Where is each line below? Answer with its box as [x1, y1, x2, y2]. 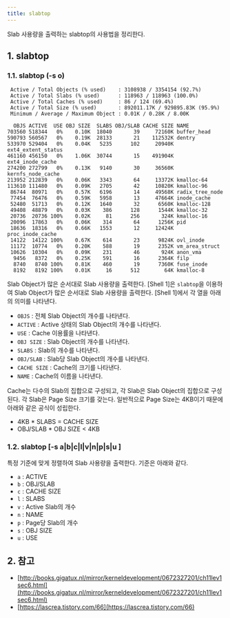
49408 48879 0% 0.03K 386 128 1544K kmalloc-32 [10, 207, 208, 214]
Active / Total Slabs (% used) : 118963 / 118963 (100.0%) [10, 92, 198, 100]
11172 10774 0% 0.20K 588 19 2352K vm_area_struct [10, 243, 220, 250]
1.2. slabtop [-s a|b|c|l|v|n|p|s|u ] [7, 442, 122, 451]
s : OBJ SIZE [17, 526, 53, 534]
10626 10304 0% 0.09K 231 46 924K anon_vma [10, 249, 202, 256]
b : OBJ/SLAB [17, 480, 55, 488]
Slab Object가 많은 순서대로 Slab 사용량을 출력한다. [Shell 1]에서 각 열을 [14, 288, 209, 297]
